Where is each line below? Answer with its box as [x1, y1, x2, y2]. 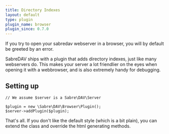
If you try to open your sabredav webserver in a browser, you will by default [5, 40, 164, 47]
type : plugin [5, 17, 33, 22]
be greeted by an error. [5, 46, 54, 52]
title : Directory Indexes [5, 7, 60, 13]
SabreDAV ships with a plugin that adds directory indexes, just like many [5, 56, 157, 62]
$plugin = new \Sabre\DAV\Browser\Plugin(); [5, 104, 101, 109]
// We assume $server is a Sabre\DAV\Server [5, 95, 101, 100]
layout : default [5, 12, 40, 17]
